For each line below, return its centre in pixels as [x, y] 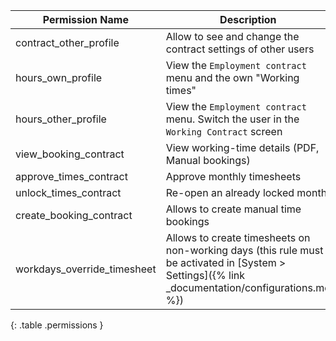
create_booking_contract [74, 215]
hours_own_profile [59, 77]
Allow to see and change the [232, 36]
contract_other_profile [67, 42]
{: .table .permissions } [57, 325]
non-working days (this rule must [244, 250]
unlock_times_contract [68, 192]
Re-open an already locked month [246, 192]
